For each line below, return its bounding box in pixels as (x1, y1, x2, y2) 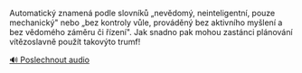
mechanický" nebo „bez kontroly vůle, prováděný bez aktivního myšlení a (9, 17, 283, 28)
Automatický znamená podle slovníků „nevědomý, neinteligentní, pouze (9, 8, 276, 18)
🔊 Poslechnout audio (9, 54, 90, 65)
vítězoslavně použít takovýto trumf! (9, 36, 141, 47)
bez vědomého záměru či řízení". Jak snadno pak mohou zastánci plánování (9, 27, 293, 37)
